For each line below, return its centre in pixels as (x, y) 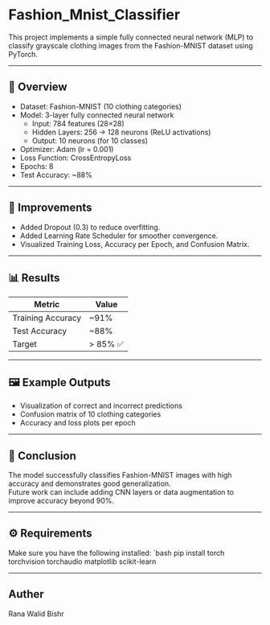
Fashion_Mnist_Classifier (94, 15)
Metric (47, 305)
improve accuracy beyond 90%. (61, 501)
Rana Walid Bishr (36, 614)
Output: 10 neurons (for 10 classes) (90, 140)
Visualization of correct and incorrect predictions (101, 406)
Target (25, 344)
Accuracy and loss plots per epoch (78, 423)
